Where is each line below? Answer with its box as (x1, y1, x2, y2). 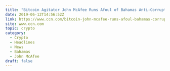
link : (5, 16, 17, 21)
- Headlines (10, 40, 35, 45)
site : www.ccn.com (5, 21, 44, 26)
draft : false (5, 58, 33, 63)
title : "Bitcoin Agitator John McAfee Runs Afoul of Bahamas (5, 7, 137, 12)
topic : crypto (5, 26, 35, 31)
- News (10, 44, 24, 49)
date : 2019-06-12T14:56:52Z (5, 12, 65, 17)
